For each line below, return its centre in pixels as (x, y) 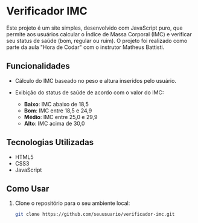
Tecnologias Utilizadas (50, 142)
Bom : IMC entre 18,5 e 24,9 (58, 111)
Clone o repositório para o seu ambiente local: (72, 203)
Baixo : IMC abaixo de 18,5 (56, 104)
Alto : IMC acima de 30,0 (54, 123)
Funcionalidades (38, 66)
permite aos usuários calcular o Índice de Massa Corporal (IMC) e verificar (99, 34)
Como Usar (28, 189)
